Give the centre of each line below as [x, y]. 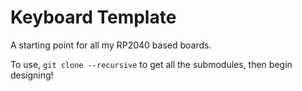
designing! [32, 75]
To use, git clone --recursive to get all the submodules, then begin [151, 64]
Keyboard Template [93, 17]
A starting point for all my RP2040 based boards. [111, 45]
